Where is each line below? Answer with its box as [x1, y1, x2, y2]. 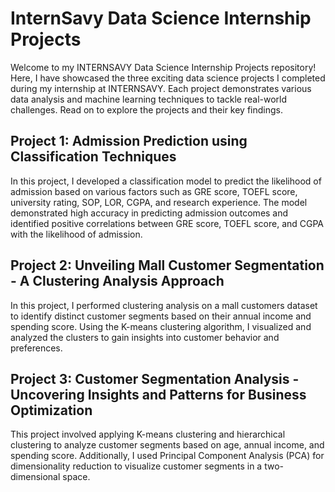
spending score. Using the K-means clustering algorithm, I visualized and [10, 320, 312, 332]
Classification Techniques [10, 148, 177, 166]
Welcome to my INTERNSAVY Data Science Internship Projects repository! [10, 61, 317, 73]
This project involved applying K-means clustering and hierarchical [10, 428, 286, 441]
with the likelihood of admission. [10, 228, 143, 240]
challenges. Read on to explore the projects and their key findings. [10, 103, 283, 116]
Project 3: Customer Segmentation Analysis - [10, 370, 300, 387]
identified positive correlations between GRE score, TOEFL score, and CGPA [10, 217, 325, 229]
